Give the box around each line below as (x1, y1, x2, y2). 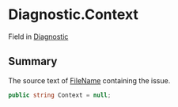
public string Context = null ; (8, 91, 112, 99)
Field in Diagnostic (8, 32, 69, 41)
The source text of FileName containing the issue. (8, 75, 171, 85)
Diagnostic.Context (8, 6, 138, 24)
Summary (8, 55, 58, 68)
